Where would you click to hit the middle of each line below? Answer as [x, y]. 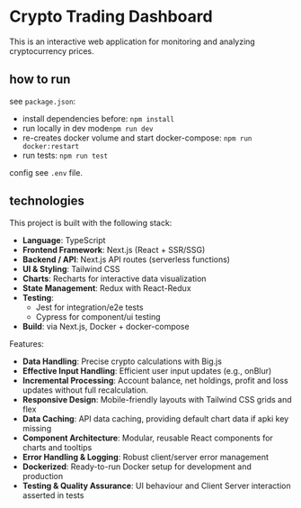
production [43, 476]
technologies [47, 201]
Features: [27, 343]
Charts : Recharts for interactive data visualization [114, 278]
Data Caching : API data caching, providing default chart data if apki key [155, 418]
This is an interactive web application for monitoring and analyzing [133, 41]
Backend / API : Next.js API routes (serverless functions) [126, 259]
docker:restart [51, 146]
